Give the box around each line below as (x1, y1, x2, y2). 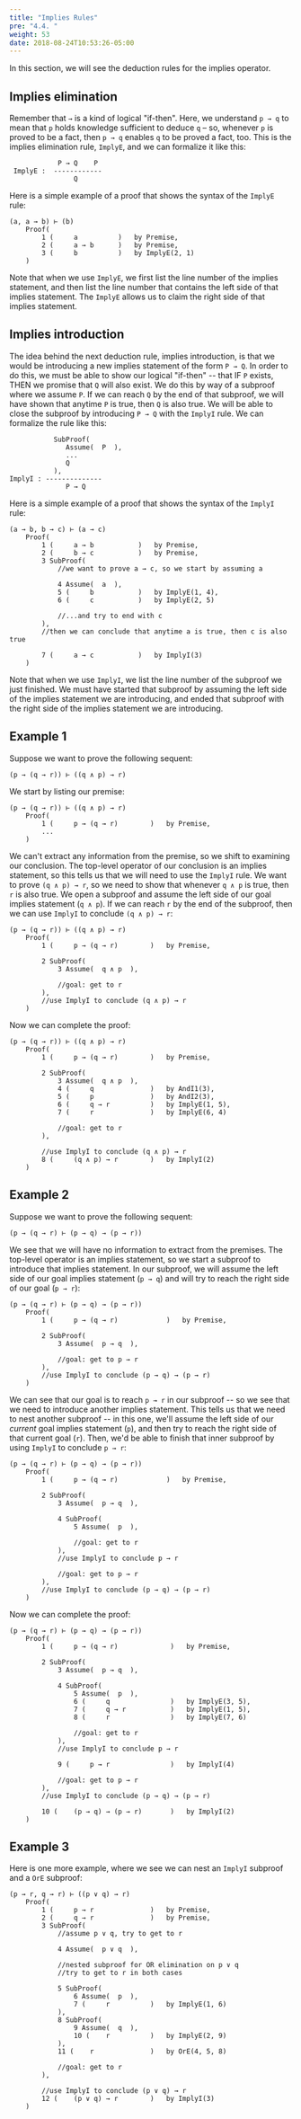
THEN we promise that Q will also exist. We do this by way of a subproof (9, 379, 276, 390)
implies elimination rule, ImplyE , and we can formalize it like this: (9, 141, 246, 153)
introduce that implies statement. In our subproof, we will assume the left (9, 1263, 279, 1274)
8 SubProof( (57, 2016, 102, 2025)
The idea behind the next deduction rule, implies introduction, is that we (9, 350, 276, 361)
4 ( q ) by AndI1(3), (57, 1084, 216, 1093)
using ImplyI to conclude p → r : (9, 1441, 128, 1452)
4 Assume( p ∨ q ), (57, 1945, 139, 1955)
